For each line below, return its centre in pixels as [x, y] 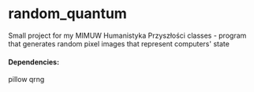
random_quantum [68, 14]
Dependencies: [34, 62]
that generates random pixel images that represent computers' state [119, 43]
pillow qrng [26, 79]
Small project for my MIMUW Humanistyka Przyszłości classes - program [127, 35]
